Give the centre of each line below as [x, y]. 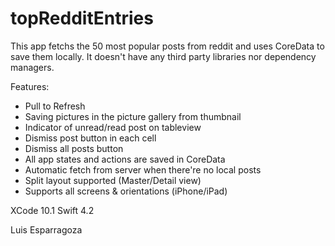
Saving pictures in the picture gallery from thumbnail [133, 116]
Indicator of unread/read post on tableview [113, 127]
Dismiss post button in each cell [90, 138]
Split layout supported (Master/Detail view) [113, 180]
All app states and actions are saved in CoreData [125, 159]
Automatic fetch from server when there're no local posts [143, 169]
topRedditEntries [82, 18]
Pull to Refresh [55, 106]
